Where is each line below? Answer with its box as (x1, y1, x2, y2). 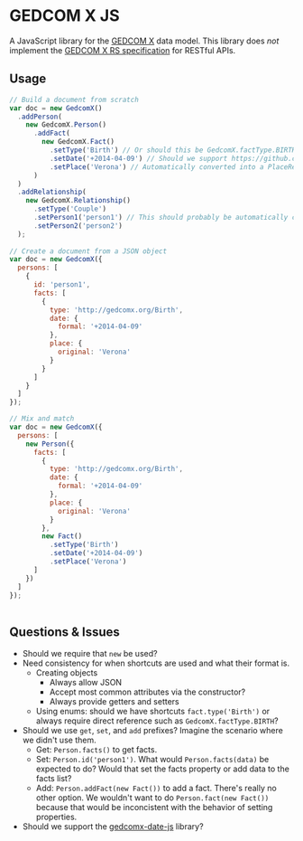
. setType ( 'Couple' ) (32, 204, 106, 213)
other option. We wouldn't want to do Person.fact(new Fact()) (35, 792, 270, 803)
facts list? (35, 773, 72, 784)
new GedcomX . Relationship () (25, 196, 131, 205)
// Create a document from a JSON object (9, 246, 168, 256)
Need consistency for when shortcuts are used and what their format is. (22, 657, 290, 669)
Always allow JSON (49, 677, 123, 688)
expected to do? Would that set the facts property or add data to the (35, 763, 290, 774)
